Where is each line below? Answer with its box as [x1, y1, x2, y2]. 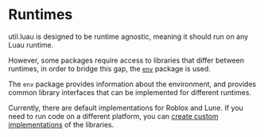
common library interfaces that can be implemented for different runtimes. [8, 87, 252, 97]
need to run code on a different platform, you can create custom [8, 111, 219, 120]
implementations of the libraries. [8, 120, 115, 129]
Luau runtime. [8, 40, 54, 49]
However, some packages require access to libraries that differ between [8, 55, 245, 65]
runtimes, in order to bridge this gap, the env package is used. [8, 63, 211, 73]
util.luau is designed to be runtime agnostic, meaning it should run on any [8, 32, 249, 41]
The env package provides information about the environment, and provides [8, 79, 257, 89]
